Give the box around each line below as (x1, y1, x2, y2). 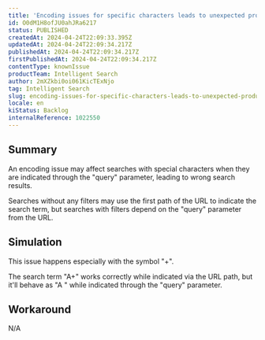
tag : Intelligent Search (8, 84, 90, 93)
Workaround (8, 302, 72, 316)
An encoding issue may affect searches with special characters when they (8, 164, 250, 173)
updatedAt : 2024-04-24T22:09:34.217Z (8, 41, 132, 49)
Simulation (8, 235, 62, 249)
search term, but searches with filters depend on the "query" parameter (8, 204, 242, 213)
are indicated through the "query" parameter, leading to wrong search (8, 172, 235, 182)
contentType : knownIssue (8, 63, 90, 71)
